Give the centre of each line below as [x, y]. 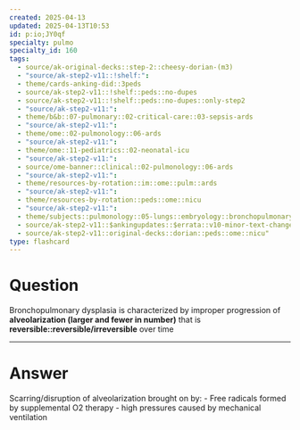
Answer [39, 373]
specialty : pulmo [42, 42]
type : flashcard [39, 242]
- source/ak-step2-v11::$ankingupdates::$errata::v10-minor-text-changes [157, 225]
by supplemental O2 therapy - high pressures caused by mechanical [135, 408]
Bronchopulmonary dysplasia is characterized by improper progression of [145, 310]
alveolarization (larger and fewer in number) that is [105, 320]
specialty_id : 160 [43, 51]
